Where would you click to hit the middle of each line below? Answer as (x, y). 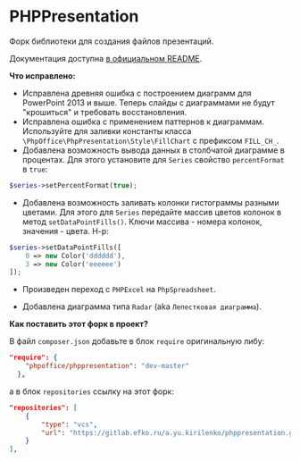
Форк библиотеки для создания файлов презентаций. (112, 41)
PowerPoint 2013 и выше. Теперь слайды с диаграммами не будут (148, 102)
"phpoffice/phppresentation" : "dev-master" (108, 366)
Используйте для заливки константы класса (107, 130)
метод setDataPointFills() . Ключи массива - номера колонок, (142, 222)
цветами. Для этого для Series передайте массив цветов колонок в (152, 212)
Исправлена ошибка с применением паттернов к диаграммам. (143, 122)
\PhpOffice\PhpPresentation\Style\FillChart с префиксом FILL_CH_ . (150, 140)
